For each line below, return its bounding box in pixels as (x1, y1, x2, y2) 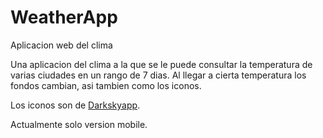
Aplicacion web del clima (10, 39, 113, 51)
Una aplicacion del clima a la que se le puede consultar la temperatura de (10, 58, 313, 70)
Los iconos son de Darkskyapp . (10, 99, 141, 111)
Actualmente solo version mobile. (10, 118, 148, 130)
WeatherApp (10, 6, 118, 29)
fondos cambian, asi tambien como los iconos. (10, 79, 202, 91)
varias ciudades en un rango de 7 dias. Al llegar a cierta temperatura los (10, 69, 307, 81)
